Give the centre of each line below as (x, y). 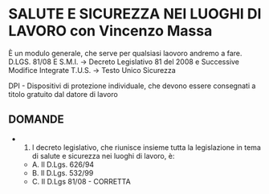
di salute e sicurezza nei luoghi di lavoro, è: (103, 156)
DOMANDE (36, 120)
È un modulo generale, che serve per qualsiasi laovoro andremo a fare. (125, 53)
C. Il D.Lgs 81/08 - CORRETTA (81, 181)
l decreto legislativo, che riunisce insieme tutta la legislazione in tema (146, 147)
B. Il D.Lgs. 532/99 (63, 172)
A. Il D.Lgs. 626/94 (63, 164)
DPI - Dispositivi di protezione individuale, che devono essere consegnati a (132, 86)
